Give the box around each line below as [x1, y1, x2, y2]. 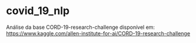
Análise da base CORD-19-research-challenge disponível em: [6, 24, 155, 31]
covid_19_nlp [6, 4, 69, 18]
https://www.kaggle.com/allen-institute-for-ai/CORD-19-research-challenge [6, 29, 190, 37]
